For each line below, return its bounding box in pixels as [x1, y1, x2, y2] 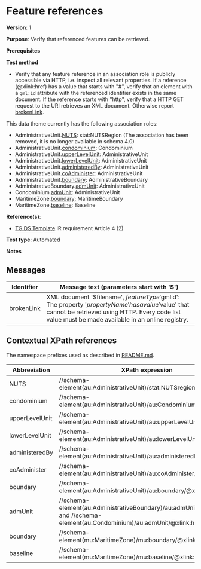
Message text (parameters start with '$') [59, 283, 179, 291]
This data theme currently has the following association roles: [6, 120, 158, 127]
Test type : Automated [6, 236, 60, 243]
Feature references [6, 4, 103, 18]
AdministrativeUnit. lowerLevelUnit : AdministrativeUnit [14, 157, 147, 164]
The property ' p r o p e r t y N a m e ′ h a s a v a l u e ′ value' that [46, 300, 190, 308]
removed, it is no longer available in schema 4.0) [14, 137, 135, 145]
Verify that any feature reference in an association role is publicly [14, 70, 175, 77]
